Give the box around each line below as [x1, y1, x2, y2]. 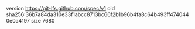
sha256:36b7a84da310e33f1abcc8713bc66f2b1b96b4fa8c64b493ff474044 [6, 11, 189, 18]
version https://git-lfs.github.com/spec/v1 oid [6, 5, 115, 12]
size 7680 [31, 17, 55, 24]
